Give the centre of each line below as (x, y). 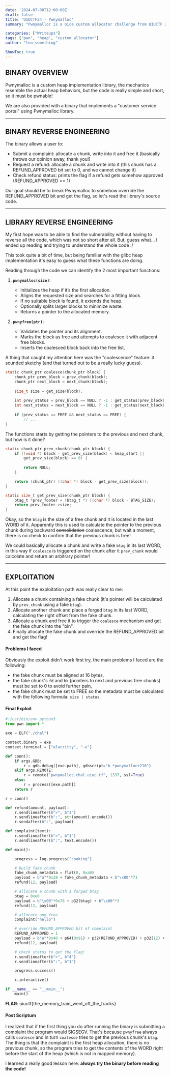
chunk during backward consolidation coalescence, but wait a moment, (80, 530)
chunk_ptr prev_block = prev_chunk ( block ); (61, 377)
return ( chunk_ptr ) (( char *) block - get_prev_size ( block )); (82, 481)
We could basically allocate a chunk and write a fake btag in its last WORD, (83, 545)
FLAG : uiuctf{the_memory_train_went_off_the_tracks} (61, 1003)
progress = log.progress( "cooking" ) (53, 859)
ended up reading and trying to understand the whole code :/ (69, 245)
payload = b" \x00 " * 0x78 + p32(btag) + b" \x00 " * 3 (67, 901)
